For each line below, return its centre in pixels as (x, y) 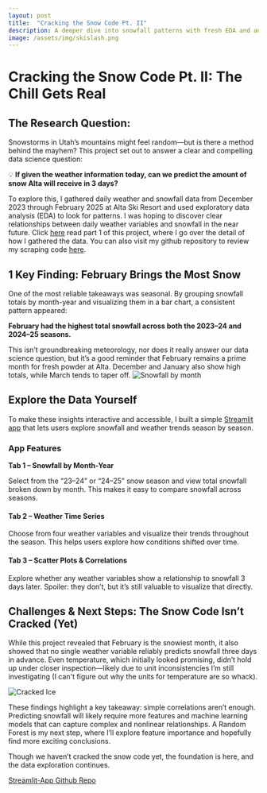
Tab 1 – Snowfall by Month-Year (61, 466)
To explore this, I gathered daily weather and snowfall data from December (131, 199)
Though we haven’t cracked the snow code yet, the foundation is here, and (131, 756)
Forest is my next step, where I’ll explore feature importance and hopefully (130, 733)
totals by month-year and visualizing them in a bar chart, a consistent (122, 302)
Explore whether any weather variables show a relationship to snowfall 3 (127, 578)
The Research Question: (70, 123)
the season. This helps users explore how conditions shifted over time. (124, 542)
